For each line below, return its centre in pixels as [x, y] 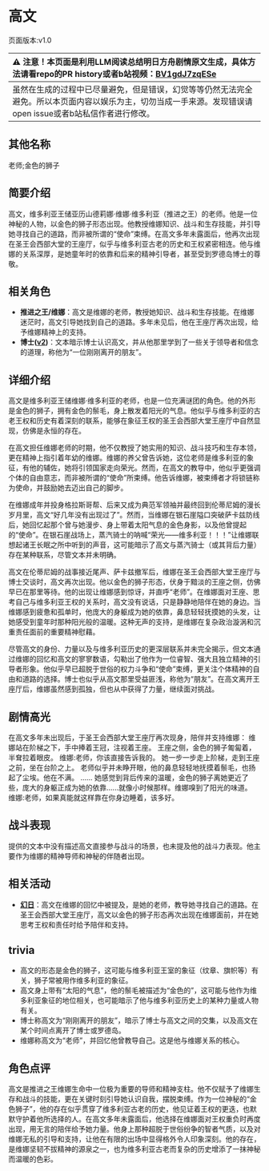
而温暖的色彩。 [33, 1159]
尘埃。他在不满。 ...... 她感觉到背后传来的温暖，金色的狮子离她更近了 [136, 777]
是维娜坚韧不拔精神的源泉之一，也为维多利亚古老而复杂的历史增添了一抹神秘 [134, 1149]
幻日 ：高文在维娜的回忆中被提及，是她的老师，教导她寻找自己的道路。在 [139, 904]
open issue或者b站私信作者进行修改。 [83, 113]
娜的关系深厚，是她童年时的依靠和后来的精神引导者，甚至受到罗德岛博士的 [131, 254]
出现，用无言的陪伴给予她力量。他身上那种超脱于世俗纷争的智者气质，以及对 [134, 1129]
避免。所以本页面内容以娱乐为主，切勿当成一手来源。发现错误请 [133, 101]
